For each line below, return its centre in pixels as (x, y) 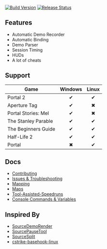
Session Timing (27, 50)
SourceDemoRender (32, 226)
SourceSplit (23, 237)
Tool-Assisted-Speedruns (38, 194)
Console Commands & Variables (44, 199)
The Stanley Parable (30, 121)
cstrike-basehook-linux (35, 242)
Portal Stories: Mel (28, 113)
